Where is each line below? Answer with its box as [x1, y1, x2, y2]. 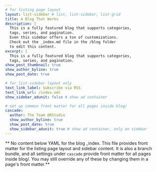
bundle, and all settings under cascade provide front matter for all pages [5, 151, 151, 157]
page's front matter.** [5, 161, 50, 167]
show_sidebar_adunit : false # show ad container [5, 95, 107, 100]
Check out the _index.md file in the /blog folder [9, 40, 116, 45]
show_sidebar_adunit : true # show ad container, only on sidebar [9, 126, 148, 131]
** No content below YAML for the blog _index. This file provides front [5, 140, 148, 146]
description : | [5, 21, 37, 26]
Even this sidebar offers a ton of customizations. [9, 35, 119, 40]
